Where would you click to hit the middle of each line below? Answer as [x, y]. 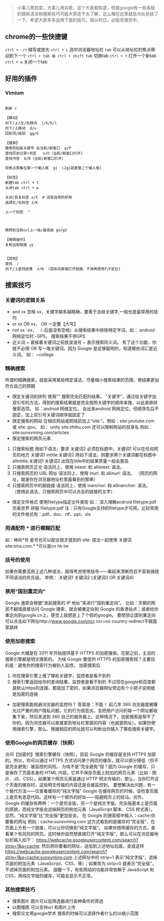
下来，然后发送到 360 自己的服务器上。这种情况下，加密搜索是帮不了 [86, 716]
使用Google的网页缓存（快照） [41, 742]
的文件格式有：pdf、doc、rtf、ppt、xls [51, 514]
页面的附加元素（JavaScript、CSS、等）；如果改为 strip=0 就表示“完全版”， [81, 863]
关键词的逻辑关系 [25, 300]
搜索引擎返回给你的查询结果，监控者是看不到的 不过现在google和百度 [82, 682]
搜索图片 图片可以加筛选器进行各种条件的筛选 [58, 901]
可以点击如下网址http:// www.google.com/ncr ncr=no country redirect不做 [79, 622]
